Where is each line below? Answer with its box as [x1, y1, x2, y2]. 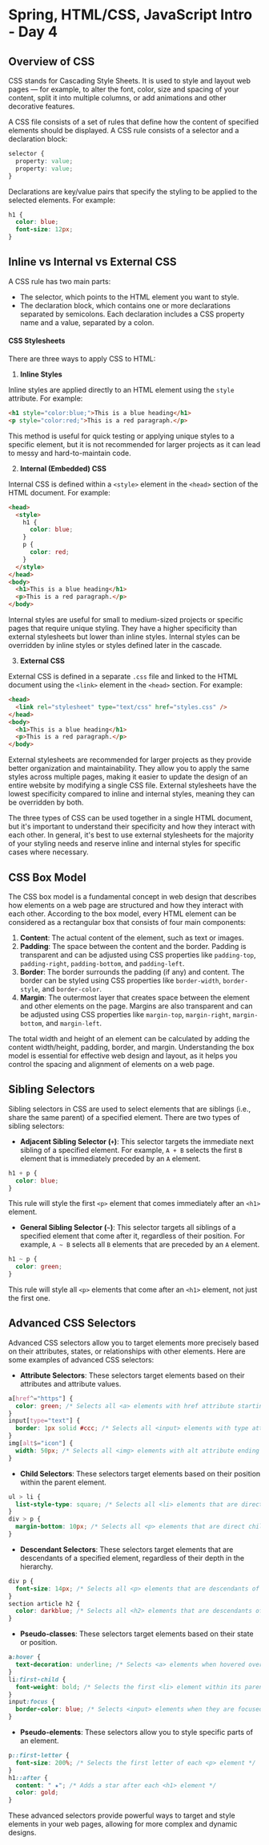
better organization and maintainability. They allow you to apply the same [8, 764, 250, 773]
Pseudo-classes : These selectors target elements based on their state [19, 1629, 254, 1639]
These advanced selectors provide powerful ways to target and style [8, 1810, 235, 1820]
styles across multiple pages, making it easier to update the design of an [8, 772, 248, 782]
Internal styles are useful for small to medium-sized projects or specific [8, 615, 244, 625]
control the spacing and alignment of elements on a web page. [8, 1059, 215, 1069]
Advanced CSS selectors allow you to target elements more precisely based [8, 1338, 259, 1347]
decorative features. [8, 102, 75, 111]
